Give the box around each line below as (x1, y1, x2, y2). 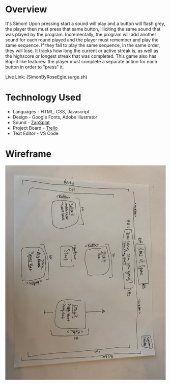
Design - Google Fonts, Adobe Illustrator (12, 114, 98, 120)
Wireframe (5, 148, 52, 160)
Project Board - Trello (12, 125, 58, 131)
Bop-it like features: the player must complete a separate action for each (5, 58, 158, 64)
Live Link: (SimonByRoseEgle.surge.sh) (5, 74, 88, 80)
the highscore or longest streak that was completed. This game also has (5, 53, 157, 59)
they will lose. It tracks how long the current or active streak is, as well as (5, 47, 159, 54)
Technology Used (5, 92, 81, 103)
